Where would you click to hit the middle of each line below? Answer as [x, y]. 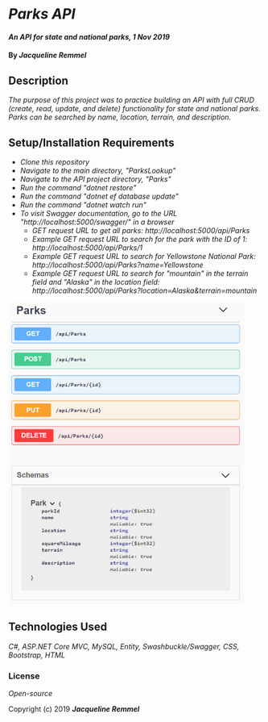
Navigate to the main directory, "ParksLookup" [98, 171]
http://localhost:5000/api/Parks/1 [87, 248]
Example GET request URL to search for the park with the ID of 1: [140, 239]
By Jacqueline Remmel [47, 55]
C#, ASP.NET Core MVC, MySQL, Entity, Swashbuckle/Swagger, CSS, [124, 646]
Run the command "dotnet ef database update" [99, 196]
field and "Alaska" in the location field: [96, 282]
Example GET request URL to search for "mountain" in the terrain [140, 273]
